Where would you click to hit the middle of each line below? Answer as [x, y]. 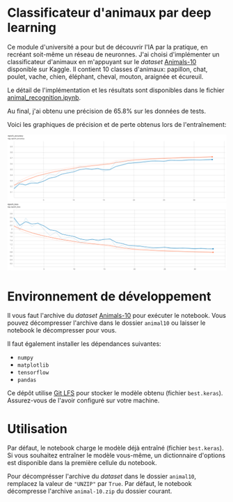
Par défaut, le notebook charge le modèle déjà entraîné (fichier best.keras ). [115, 448]
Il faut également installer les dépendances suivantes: [84, 344]
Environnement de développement [109, 296]
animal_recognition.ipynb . [44, 97]
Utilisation [37, 428]
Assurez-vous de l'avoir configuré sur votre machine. [83, 401]
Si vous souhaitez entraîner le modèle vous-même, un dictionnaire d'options [116, 455]
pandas [27, 380]
